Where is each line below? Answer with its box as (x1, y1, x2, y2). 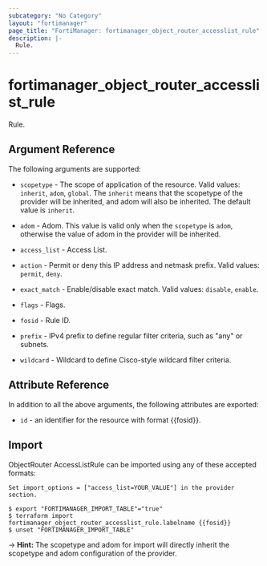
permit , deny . (19, 269, 63, 278)
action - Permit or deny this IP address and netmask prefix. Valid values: (19, 260, 260, 269)
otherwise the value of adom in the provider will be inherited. (19, 229, 221, 239)
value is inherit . (19, 205, 75, 215)
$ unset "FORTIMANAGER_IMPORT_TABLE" (8, 526, 135, 534)
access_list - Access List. (19, 245, 107, 254)
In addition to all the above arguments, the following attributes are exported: (8, 399, 259, 409)
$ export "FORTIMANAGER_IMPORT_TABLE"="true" (8, 504, 163, 513)
